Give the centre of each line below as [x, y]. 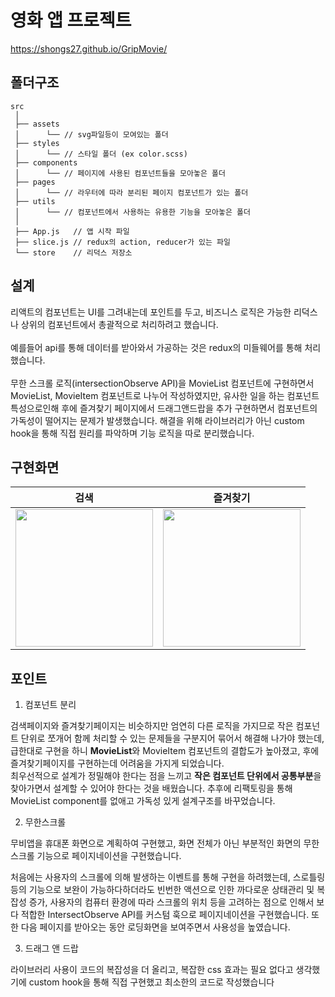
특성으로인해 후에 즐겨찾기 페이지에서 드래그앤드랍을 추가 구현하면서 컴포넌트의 [164, 408]
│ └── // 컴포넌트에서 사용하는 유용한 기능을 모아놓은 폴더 [132, 212]
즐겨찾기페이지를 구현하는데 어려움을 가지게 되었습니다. [117, 763]
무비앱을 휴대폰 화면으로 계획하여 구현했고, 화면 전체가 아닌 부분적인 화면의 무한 [165, 843]
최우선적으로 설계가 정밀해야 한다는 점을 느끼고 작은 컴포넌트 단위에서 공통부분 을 [166, 776]
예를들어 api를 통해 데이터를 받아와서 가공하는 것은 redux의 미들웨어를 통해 [156, 347]
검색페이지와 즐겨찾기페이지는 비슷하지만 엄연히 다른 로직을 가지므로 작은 [152, 726]
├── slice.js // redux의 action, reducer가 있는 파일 [123, 242]
